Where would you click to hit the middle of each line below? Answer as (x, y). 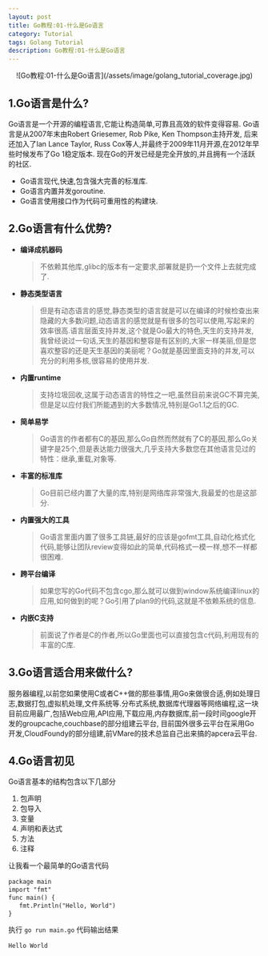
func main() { (32, 898)
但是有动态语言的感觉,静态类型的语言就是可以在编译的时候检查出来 (150, 310)
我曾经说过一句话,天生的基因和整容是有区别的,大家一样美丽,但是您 (148, 340)
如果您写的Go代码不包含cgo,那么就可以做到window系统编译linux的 (150, 590)
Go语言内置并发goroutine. (62, 191)
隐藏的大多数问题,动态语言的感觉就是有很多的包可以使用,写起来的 (147, 320)
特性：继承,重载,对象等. (78, 458)
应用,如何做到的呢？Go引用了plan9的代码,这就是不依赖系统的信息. (148, 601)
